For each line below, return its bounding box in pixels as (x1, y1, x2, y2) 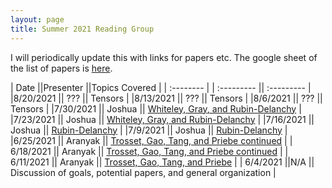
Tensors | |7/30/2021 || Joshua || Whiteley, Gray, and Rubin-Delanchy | (10, 102, 302, 115)
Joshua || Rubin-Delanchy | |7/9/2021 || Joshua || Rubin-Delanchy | (10, 124, 288, 136)
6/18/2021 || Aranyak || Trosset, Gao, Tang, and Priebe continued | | (10, 145, 289, 157)
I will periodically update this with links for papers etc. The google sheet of (10, 51, 318, 63)
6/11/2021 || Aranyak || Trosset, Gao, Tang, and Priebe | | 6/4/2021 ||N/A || (10, 156, 315, 168)
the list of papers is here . (10, 62, 113, 74)
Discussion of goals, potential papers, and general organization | (10, 166, 277, 178)
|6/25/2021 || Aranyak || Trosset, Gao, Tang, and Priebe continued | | (10, 134, 293, 146)
